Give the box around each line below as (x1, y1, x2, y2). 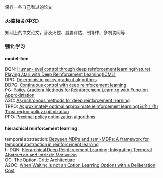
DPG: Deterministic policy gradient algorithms (5, 77, 97, 83)
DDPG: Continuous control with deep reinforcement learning (5, 82, 127, 88)
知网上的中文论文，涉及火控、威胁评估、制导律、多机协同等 (5, 30, 125, 36)
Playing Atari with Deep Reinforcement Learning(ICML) (5, 71, 116, 77)
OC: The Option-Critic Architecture (5, 157, 75, 163)
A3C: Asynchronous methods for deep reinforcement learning (5, 97, 130, 104)
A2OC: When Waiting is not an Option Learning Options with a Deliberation (5, 162, 156, 168)
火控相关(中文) (5, 18, 39, 24)
